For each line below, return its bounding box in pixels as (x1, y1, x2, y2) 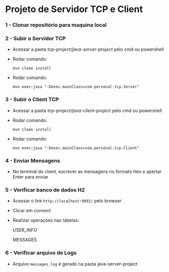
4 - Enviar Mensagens (5, 157, 61, 164)
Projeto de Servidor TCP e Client (5, 4, 143, 15)
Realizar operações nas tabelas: (12, 217, 79, 223)
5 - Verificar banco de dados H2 (5, 186, 85, 193)
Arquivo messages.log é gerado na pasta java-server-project (12, 260, 138, 267)
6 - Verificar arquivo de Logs (5, 249, 77, 256)
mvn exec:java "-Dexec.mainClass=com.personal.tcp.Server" (12, 84, 140, 89)
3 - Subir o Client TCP (5, 96, 59, 103)
